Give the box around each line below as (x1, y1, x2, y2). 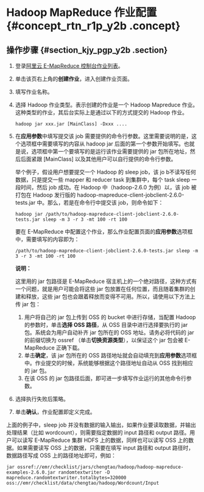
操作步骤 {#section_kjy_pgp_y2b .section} (6, 45, 168, 55)
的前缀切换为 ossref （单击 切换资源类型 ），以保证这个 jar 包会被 (24, 337, 184, 343)
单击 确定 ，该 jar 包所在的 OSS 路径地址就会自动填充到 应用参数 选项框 (24, 352, 197, 359)
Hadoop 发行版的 (32, 191, 76, 199)
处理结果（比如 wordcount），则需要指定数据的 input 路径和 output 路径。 (6, 429, 190, 436)
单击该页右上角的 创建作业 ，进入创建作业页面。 (15, 75, 133, 83)
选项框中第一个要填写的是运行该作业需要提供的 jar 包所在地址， (31, 148, 191, 155)
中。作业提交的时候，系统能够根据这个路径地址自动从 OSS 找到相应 (24, 359, 194, 367)
